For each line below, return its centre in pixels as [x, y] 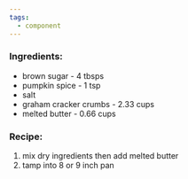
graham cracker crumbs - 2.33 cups [88, 104]
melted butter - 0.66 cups [69, 113]
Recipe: [26, 136]
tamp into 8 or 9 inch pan [68, 166]
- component [39, 26]
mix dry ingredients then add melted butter [100, 156]
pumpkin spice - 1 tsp [61, 85]
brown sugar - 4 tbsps [63, 75]
